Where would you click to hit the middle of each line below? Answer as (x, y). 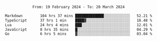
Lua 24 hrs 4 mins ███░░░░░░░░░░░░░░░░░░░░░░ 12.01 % (78, 25)
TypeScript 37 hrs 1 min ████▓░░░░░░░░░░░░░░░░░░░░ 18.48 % (78, 20)
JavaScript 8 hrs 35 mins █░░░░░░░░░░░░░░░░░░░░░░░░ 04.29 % (78, 29)
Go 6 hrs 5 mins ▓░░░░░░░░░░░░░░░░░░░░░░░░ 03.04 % (78, 34)
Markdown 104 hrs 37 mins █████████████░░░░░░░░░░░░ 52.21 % (78, 16)
